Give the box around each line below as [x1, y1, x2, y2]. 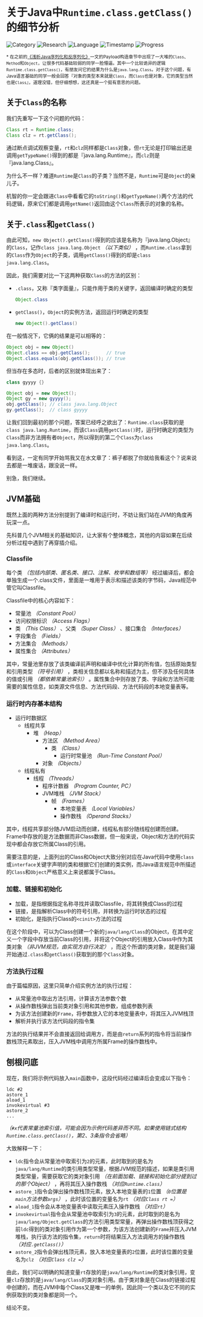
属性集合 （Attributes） [14, 648, 73, 655]
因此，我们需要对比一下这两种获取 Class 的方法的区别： [6, 272, 142, 279]
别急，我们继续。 [6, 475, 49, 482]
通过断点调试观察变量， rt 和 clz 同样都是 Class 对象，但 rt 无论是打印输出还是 [6, 144, 192, 151]
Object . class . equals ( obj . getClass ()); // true [6, 355, 126, 361]
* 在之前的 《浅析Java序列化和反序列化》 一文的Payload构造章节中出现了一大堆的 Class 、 [6, 54, 189, 60]
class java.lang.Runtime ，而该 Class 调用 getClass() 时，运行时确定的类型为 [6, 427, 195, 434]
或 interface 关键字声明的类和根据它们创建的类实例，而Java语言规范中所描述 [6, 861, 196, 868]
